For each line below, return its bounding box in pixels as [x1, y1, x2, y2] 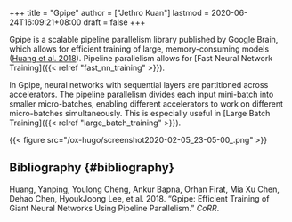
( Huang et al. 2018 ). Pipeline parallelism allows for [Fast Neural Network [9, 53, 273, 63]
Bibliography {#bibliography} [9, 160, 175, 176]
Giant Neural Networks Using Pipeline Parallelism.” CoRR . [9, 202, 220, 213]
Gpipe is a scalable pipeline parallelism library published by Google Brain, [9, 35, 279, 44]
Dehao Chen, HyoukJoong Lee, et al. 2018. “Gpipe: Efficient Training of [9, 193, 270, 203]
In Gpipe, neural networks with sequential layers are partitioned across [9, 80, 269, 90]
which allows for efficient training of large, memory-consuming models [9, 44, 270, 54]
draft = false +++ [83, 17, 146, 28]
